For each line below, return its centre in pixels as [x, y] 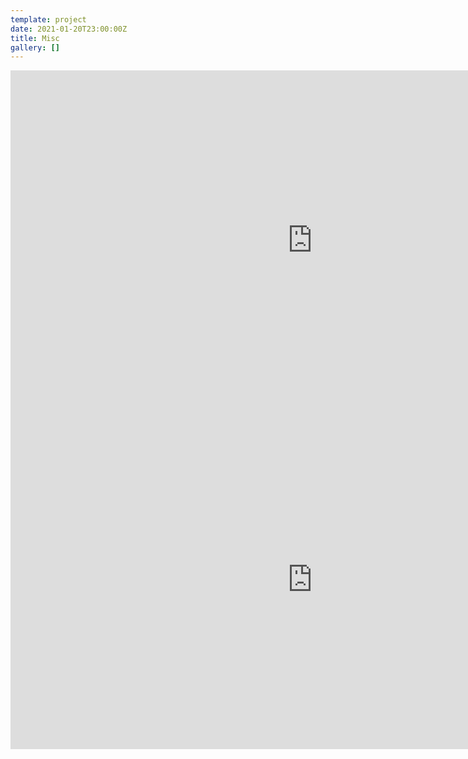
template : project [48, 19]
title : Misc [35, 38]
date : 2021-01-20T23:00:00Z [69, 29]
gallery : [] [35, 47]
